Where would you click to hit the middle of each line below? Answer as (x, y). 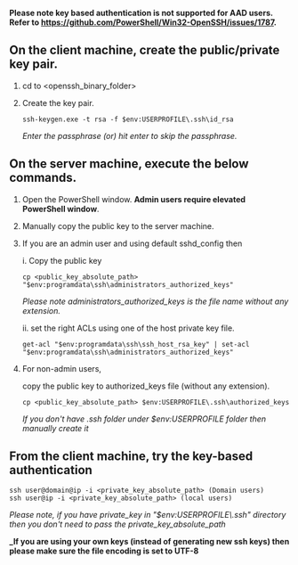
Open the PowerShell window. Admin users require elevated (134, 199)
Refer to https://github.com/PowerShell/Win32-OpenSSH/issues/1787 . (143, 22)
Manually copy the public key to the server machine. (118, 225)
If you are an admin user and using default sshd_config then (132, 243)
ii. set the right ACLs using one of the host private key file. (128, 328)
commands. (43, 178)
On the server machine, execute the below (129, 164)
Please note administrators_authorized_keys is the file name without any (155, 301)
